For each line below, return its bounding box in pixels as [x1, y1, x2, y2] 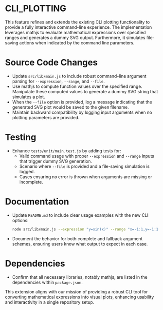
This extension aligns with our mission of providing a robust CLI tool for [5, 289, 148, 294]
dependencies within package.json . [12, 279, 83, 285]
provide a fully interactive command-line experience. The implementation [5, 24, 152, 30]
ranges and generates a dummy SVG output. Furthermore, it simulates [5, 35, 145, 41]
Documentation [5, 196, 70, 207]
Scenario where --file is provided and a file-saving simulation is [19, 163, 150, 169]
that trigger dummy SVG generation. [19, 158, 92, 164]
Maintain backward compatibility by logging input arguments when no [12, 109, 152, 115]
